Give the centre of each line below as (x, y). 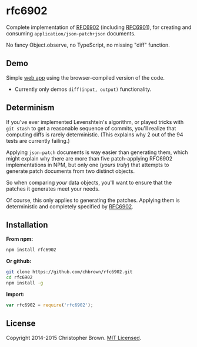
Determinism (30, 108)
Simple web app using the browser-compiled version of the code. (85, 77)
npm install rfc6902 (31, 250)
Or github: (19, 261)
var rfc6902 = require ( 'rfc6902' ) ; (50, 305)
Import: (15, 294)
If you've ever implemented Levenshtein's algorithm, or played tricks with (95, 122)
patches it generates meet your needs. (53, 189)
